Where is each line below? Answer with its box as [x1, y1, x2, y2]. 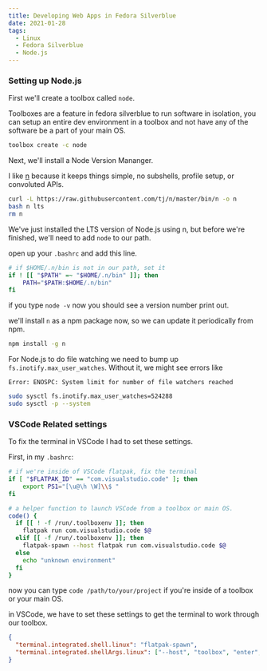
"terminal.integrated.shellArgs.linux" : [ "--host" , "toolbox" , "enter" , [15, 649, 262, 657]
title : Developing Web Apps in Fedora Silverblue [8, 11, 177, 20]
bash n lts [8, 203, 45, 211]
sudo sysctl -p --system [8, 400, 91, 408]
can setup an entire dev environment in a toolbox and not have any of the [8, 117, 249, 127]
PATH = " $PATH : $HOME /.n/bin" [22, 279, 112, 287]
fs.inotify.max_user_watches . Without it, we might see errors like [8, 363, 223, 372]
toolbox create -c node [8, 141, 88, 149]
